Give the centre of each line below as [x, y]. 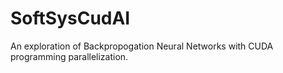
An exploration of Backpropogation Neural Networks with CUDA [142, 46]
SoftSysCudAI [70, 18]
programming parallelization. [69, 56]
